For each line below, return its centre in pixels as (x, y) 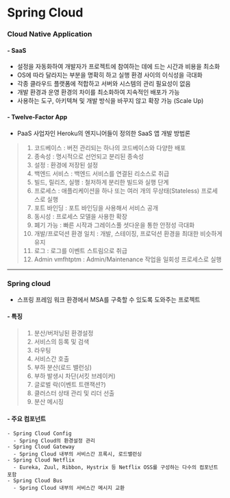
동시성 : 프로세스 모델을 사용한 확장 (81, 216)
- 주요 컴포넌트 (27, 418)
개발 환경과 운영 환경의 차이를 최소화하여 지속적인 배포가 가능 (98, 92)
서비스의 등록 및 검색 (62, 342)
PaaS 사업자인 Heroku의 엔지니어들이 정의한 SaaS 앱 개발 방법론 (104, 133)
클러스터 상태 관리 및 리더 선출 (74, 393)
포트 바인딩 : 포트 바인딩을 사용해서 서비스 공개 (96, 208)
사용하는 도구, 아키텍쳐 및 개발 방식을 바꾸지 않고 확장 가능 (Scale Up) (110, 101)
